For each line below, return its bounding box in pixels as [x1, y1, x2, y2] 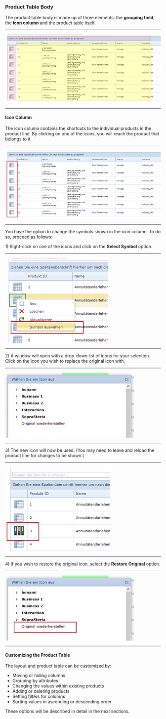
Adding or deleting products [12, 688, 70, 694]
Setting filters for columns [12, 693, 66, 700]
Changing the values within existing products [12, 683, 105, 689]
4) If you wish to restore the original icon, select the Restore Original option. [5, 561, 161, 567]
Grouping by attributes [12, 678, 58, 684]
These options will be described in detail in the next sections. [5, 708, 130, 715]
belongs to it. [5, 136, 32, 142]
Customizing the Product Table [5, 652, 70, 658]
